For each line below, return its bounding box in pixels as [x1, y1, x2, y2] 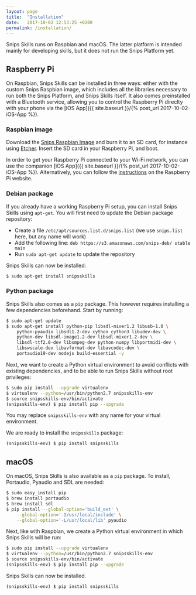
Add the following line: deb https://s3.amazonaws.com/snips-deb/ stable [14, 239, 191, 246]
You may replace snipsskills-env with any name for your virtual [6, 412, 161, 419]
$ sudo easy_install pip [6, 490, 67, 496]
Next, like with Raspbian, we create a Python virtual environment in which [6, 528, 183, 535]
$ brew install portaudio [6, 495, 69, 501]
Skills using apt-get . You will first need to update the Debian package [6, 209, 174, 216]
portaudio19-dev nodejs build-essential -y [16, 351, 125, 357]
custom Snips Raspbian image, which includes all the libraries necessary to [6, 86, 187, 93]
